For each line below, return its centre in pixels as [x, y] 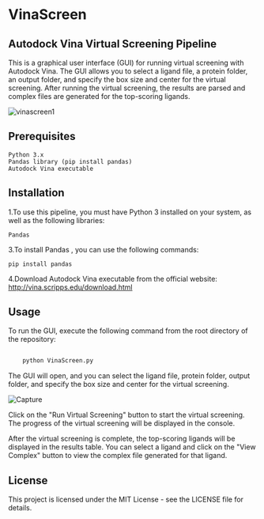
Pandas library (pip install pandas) [70, 161]
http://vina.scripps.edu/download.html [70, 287]
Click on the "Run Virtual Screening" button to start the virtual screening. [126, 415]
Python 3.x [26, 155]
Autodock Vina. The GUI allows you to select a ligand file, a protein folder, [128, 71]
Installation [36, 193]
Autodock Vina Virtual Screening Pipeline [113, 44]
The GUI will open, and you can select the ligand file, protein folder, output [129, 376]
